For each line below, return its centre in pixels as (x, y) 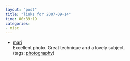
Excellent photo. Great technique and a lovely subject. (69, 48)
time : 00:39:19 (21, 19)
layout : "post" (21, 10)
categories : (18, 24)
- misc (12, 28)
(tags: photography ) (33, 53)
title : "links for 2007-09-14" (38, 14)
